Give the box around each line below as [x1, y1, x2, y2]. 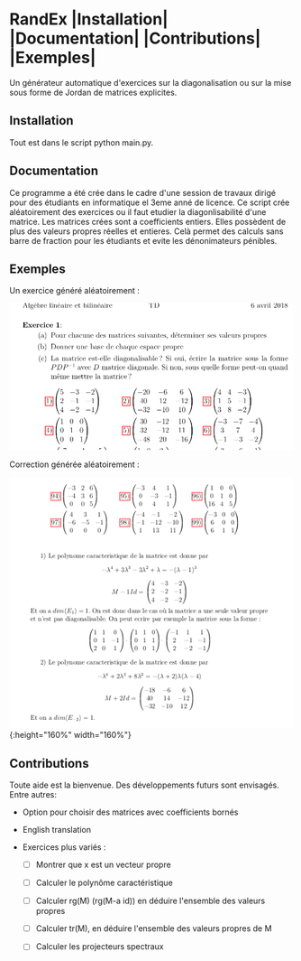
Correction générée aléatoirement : [9, 459, 140, 470]
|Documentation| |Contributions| [9, 28, 261, 49]
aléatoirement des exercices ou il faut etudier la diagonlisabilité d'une [9, 206, 267, 217]
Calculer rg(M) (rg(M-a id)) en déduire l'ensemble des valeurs [35, 895, 266, 907]
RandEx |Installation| [9, 9, 169, 30]
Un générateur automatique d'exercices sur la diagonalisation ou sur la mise [9, 77, 292, 88]
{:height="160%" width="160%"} [9, 730, 132, 741]
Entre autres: [9, 789, 57, 800]
